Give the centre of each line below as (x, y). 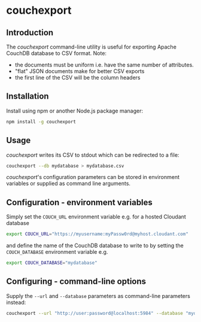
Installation (28, 96)
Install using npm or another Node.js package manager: (75, 111)
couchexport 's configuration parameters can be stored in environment (93, 177)
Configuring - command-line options (76, 282)
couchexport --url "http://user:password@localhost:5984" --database (95, 313)
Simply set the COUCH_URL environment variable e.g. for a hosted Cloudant (96, 217)
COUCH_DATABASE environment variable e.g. (57, 252)
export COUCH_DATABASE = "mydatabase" (52, 263)
